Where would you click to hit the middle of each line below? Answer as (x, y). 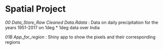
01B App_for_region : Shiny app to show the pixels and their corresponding (80, 37)
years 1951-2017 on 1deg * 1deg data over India (52, 27)
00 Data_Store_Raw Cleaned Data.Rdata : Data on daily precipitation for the (81, 22)
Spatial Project (35, 9)
